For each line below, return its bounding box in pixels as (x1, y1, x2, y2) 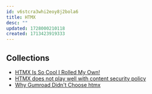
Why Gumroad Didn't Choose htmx (14, 81, 101, 88)
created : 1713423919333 (6, 31, 66, 37)
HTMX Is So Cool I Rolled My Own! (14, 68, 100, 76)
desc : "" (6, 20, 28, 26)
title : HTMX (6, 14, 36, 20)
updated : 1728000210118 (6, 25, 66, 32)
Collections (6, 53, 49, 63)
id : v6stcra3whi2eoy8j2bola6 (6, 8, 79, 15)
